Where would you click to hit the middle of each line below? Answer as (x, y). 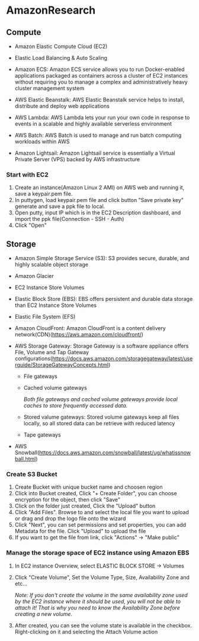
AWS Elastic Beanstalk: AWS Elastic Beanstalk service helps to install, (99, 100)
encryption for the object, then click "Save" (67, 500)
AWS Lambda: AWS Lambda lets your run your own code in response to (102, 117)
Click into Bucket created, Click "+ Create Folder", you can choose (96, 493)
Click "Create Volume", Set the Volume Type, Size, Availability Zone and (102, 577)
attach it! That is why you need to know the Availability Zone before (97, 607)
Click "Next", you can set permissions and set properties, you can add (100, 525)
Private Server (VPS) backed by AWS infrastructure (77, 159)
